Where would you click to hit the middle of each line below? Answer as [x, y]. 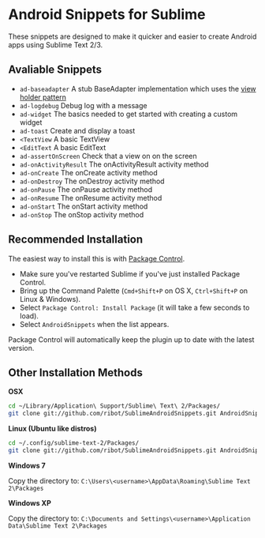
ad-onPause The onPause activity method [86, 189]
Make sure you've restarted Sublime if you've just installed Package [130, 273]
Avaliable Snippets [55, 70]
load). [29, 316]
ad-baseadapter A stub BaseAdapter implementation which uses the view [138, 88]
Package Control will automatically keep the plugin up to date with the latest [131, 339]
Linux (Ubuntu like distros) [52, 429]
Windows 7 [27, 465]
